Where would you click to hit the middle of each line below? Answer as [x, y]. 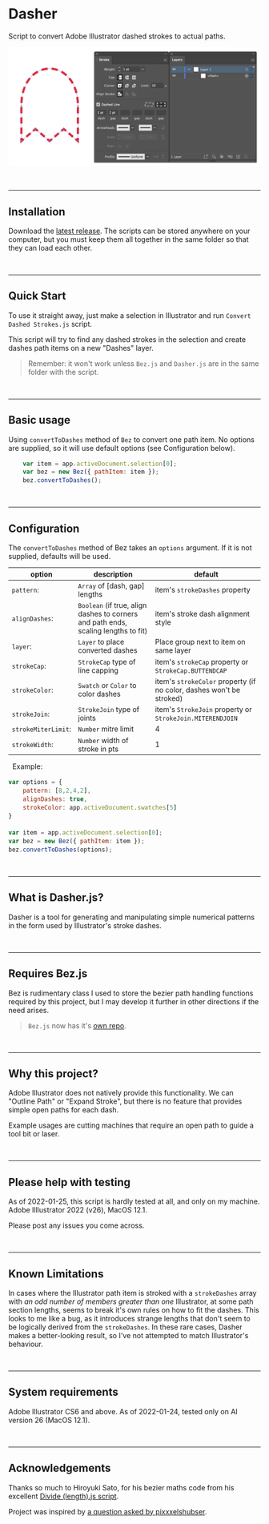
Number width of [103, 740]
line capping [98, 670]
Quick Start [37, 296]
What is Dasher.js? [56, 898]
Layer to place [101, 642]
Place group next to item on [200, 642]
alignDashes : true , [55, 799]
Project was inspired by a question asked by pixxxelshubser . [108, 1511]
